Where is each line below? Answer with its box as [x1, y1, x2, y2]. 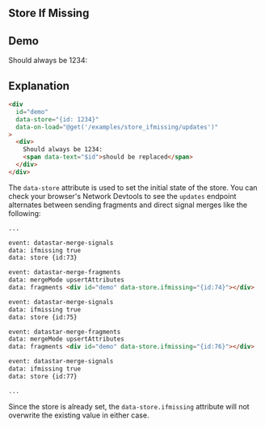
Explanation [8, 78, 70, 92]
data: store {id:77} [8, 372, 78, 380]
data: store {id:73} [8, 254, 78, 262]
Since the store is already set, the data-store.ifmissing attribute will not [8, 401, 250, 411]
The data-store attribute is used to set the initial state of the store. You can [8, 182, 258, 193]
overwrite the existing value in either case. [8, 410, 149, 420]
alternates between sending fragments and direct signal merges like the [8, 200, 248, 210]
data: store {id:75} [8, 313, 78, 321]
